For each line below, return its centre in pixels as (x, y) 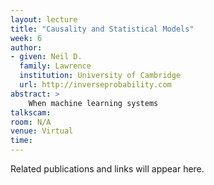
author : (26, 47)
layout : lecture (44, 19)
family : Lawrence (55, 66)
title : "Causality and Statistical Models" (102, 29)
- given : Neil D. (46, 57)
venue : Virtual (42, 131)
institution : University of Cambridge (100, 76)
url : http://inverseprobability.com (95, 85)
